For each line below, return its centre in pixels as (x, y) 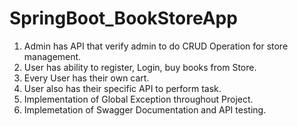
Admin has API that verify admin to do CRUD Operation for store (156, 46)
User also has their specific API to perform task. (122, 88)
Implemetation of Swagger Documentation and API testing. (145, 109)
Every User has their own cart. (86, 78)
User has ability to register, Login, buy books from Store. (140, 67)
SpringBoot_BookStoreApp (123, 18)
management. (52, 56)
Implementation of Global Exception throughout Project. (138, 99)
